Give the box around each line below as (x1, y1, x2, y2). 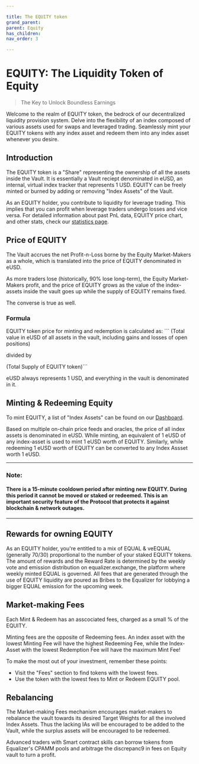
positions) (6, 340, 31, 347)
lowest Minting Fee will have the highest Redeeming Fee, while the (6, 639, 168, 647)
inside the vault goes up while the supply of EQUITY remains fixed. (23, 287, 187, 294)
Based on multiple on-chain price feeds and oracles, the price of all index (6, 425, 185, 432)
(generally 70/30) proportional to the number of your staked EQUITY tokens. (6, 551, 192, 558)
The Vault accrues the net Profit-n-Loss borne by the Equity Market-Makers (6, 251, 191, 258)
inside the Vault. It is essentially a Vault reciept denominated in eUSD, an (6, 175, 183, 182)
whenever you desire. (6, 136, 59, 143)
